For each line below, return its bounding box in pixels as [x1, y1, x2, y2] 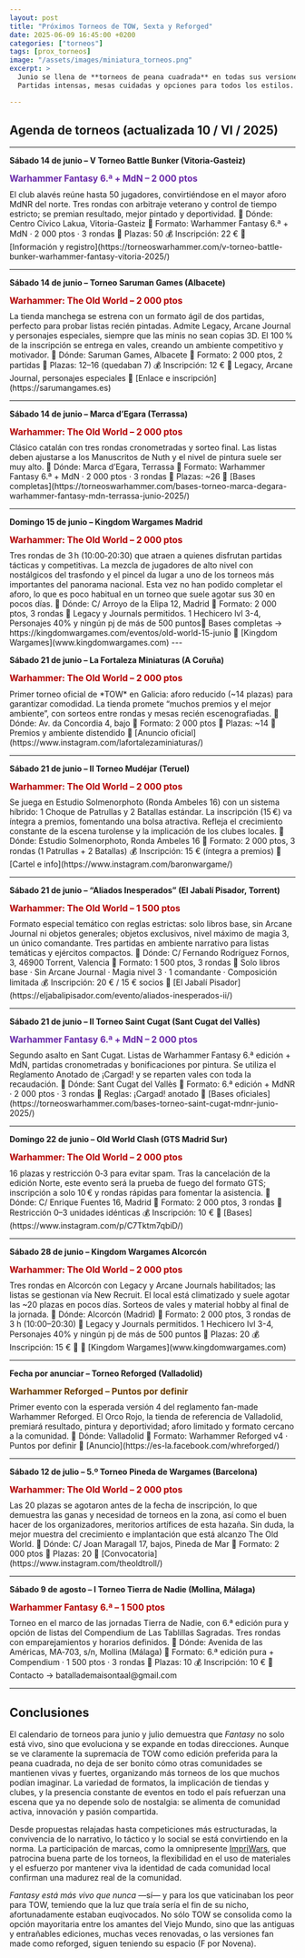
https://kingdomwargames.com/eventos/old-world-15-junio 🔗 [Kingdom [9, 628, 278, 638]
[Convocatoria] [101, 1548, 158, 1560]
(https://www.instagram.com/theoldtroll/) [9, 1558, 163, 1569]
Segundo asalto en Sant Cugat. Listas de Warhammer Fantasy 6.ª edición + [9, 1049, 291, 1060]
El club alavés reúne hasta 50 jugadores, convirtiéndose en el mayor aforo [9, 188, 287, 200]
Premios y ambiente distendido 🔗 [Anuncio [9, 727, 169, 738]
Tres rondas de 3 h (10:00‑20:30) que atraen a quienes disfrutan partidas [9, 550, 283, 561]
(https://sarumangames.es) [9, 382, 112, 393]
